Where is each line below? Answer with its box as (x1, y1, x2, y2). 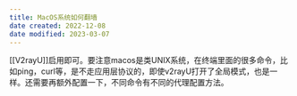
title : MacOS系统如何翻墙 (9, 12, 98, 22)
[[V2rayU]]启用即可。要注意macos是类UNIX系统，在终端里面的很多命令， (9, 55, 281, 66)
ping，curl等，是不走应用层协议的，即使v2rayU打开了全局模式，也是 (16, 66, 270, 76)
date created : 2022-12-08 (9, 21, 106, 30)
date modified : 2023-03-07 (9, 29, 110, 38)
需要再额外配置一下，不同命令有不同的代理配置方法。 (32, 77, 229, 88)
